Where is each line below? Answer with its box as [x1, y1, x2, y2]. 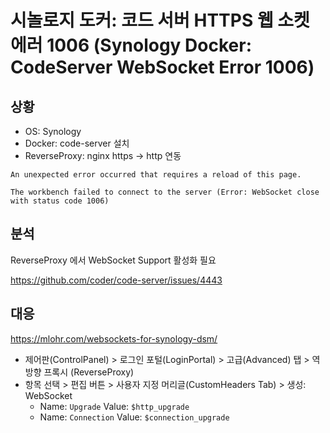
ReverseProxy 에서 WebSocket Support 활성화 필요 [10, 254, 217, 266]
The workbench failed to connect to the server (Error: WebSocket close [10, 187, 320, 197]
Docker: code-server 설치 [24, 137, 130, 149]
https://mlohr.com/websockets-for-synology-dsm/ [10, 332, 218, 345]
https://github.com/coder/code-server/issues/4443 [10, 274, 223, 286]
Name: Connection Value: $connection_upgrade [39, 411, 230, 423]
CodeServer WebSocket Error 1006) [10, 56, 315, 79]
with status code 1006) [10, 196, 110, 206]
